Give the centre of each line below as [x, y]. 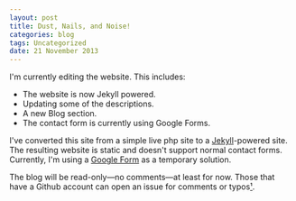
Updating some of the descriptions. [88, 104]
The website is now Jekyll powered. [89, 95]
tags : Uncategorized [48, 43]
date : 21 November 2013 [54, 51]
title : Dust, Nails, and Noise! [70, 26]
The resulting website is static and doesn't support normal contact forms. [146, 151]
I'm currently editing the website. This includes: [97, 77]
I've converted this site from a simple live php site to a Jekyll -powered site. [149, 141]
